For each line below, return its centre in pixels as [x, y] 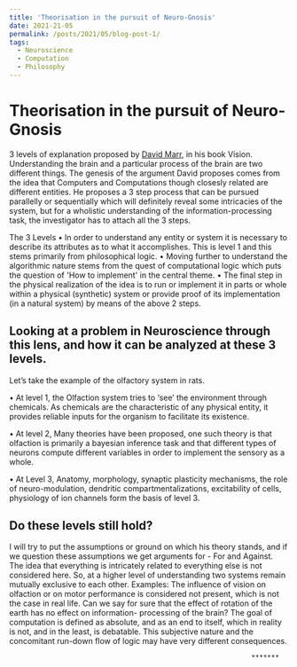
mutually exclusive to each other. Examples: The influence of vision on [138, 585]
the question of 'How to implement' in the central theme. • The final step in [146, 275]
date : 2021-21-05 [41, 26]
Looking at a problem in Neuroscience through [140, 331]
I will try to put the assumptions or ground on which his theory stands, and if [148, 547]
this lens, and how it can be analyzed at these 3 [143, 345]
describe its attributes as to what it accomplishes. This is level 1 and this [141, 247]
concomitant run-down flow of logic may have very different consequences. [148, 641]
